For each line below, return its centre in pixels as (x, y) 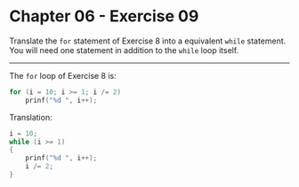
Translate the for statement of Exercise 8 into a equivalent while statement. (148, 41)
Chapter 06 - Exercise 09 (104, 16)
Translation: (31, 117)
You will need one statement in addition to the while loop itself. (124, 50)
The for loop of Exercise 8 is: (63, 75)
